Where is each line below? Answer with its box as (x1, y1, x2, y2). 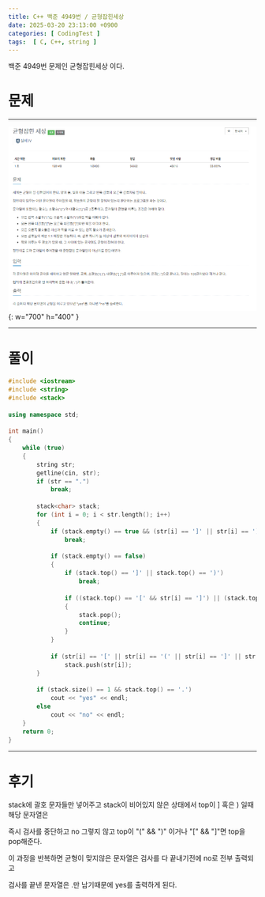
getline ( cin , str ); (36, 469, 101, 477)
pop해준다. (8, 837, 43, 846)
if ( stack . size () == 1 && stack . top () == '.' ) (36, 686, 192, 694)
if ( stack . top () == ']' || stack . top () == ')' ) (64, 570, 224, 577)
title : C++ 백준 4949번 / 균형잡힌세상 (8, 13, 125, 21)
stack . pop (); (78, 611, 122, 619)
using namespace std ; (8, 411, 80, 418)
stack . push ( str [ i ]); (64, 660, 132, 668)
